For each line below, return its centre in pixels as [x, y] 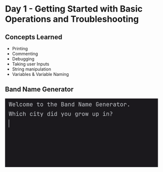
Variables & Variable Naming [41, 74]
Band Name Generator [39, 90]
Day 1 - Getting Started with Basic [74, 9]
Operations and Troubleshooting [72, 19]
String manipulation [32, 69]
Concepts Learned [34, 37]
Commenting [25, 54]
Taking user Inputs [31, 64]
